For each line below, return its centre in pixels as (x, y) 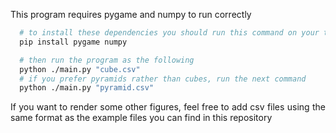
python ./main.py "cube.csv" (80, 69)
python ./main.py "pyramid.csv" (87, 88)
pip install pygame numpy (73, 42)
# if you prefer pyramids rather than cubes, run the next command (163, 79)
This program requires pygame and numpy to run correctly (131, 14)
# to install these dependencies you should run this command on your (169, 33)
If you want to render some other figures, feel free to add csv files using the (168, 107)
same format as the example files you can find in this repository (141, 118)
